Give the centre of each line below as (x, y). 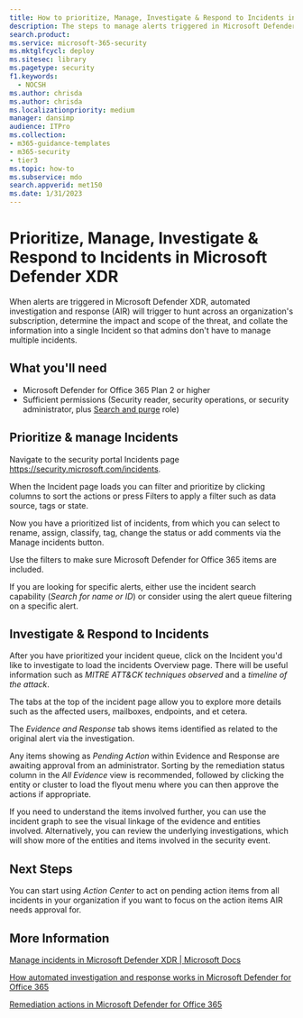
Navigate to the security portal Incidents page (95, 459)
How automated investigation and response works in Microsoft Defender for (150, 977)
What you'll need (58, 368)
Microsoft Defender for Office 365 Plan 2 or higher (116, 390)
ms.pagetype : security (52, 69)
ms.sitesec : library (48, 60)
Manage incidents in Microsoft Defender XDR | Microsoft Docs (125, 960)
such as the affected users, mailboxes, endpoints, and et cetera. (129, 711)
